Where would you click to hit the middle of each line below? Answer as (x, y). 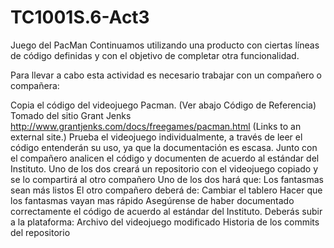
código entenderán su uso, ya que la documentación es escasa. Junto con (164, 147)
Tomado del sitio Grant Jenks (71, 115)
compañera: (35, 85)
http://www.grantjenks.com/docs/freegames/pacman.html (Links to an (156, 126)
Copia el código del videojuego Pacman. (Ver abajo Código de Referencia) (163, 105)
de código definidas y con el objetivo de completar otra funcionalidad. (155, 55)
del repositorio (40, 232)
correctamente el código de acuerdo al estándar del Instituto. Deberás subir (166, 211)
